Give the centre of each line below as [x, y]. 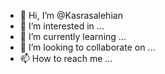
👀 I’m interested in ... [62, 26]
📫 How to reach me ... [66, 58]
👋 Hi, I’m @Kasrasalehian [71, 15]
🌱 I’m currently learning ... [73, 36]
